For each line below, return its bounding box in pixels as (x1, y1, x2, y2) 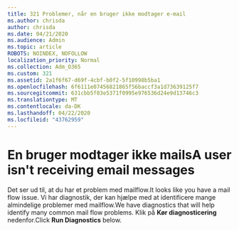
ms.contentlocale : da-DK (7, 103, 81, 110)
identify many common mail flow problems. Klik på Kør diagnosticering (7, 208, 217, 217)
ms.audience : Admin (7, 37, 65, 44)
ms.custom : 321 (7, 70, 53, 77)
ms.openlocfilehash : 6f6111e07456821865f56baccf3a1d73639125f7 (7, 83, 199, 90)
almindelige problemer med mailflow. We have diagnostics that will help (7, 200, 215, 209)
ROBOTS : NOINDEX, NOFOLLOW (7, 50, 87, 58)
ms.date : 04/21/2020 (7, 30, 69, 38)
